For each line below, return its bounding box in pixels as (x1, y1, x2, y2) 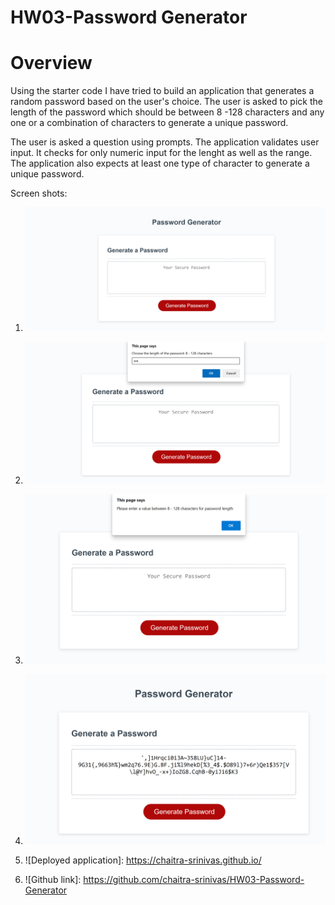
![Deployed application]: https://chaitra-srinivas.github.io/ (24, 854, 262, 866)
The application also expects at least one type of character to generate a (10, 157, 310, 170)
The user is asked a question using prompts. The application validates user (10, 136, 320, 148)
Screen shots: (10, 187, 68, 200)
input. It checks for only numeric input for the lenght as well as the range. (10, 147, 313, 159)
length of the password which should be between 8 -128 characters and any (10, 106, 325, 118)
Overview (10, 52, 93, 75)
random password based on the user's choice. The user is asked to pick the (10, 96, 323, 108)
